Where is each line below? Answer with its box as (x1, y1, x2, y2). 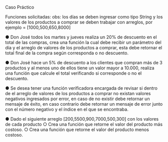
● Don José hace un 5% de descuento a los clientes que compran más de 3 (5, 60, 162, 65)
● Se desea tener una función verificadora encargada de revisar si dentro (5, 85, 157, 91)
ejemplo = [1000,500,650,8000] (5, 24, 71, 30)
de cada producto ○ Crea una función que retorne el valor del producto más (5, 122, 163, 127)
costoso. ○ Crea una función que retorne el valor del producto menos (5, 127, 149, 133)
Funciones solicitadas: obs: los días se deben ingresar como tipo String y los (5, 14, 163, 19)
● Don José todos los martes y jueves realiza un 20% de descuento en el (5, 34, 157, 40)
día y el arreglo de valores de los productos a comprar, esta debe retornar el (5, 45, 162, 50)
